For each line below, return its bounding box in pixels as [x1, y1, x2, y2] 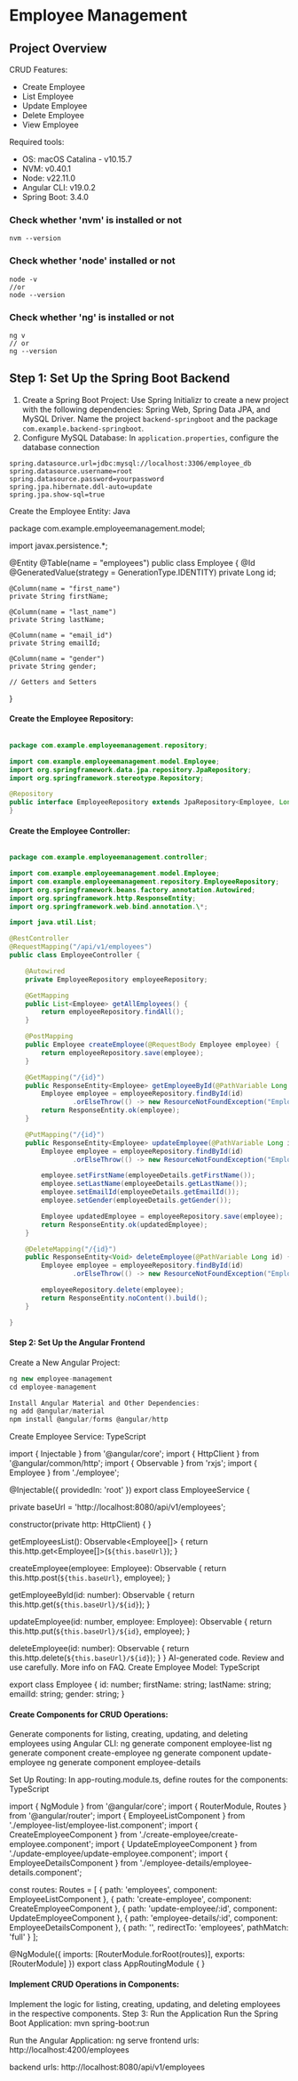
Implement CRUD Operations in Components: [9, 1979, 180, 1989]
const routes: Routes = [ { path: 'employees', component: [9, 1884, 217, 1895]
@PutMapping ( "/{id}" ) [25, 1130, 105, 1139]
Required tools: [9, 137, 65, 147]
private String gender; [9, 662, 98, 671]
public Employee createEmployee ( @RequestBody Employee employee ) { [25, 1040, 279, 1050]
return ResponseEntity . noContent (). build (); [41, 1294, 208, 1303]
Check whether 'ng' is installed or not [9, 311, 175, 323]
